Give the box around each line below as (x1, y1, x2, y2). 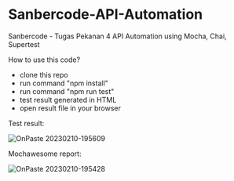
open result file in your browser (19, 103, 122, 113)
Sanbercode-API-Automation (8, 5, 203, 24)
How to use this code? (8, 55, 81, 64)
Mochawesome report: (8, 149, 82, 158)
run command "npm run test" (19, 86, 115, 96)
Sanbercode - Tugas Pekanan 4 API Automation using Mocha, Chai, (8, 31, 227, 41)
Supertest (8, 39, 41, 49)
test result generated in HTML (19, 95, 117, 104)
